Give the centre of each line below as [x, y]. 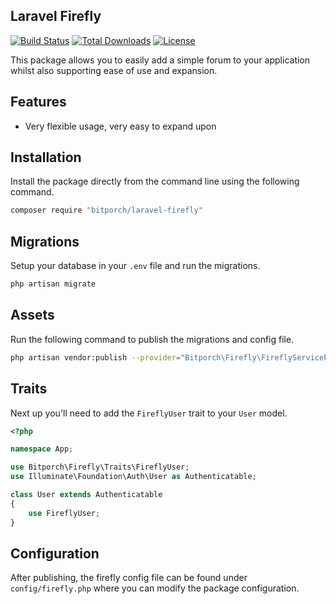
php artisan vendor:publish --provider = [96, 357]
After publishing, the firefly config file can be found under [129, 578]
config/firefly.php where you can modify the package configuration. [155, 588]
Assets [32, 315]
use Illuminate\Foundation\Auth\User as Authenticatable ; [133, 477]
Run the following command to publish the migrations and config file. [152, 339]
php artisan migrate [53, 284]
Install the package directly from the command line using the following [155, 181]
